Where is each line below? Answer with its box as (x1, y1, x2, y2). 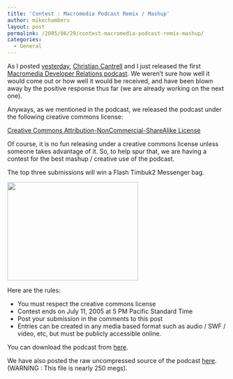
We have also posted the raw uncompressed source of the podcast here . (7, 357, 217, 364)
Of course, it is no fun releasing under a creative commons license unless (7, 140, 219, 148)
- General (13, 43, 42, 50)
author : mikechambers (7, 17, 70, 24)
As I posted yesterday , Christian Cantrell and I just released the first (7, 62, 201, 70)
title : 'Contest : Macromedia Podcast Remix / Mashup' (7, 10, 170, 17)
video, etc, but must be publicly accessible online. (17, 329, 162, 338)
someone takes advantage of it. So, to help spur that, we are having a (7, 148, 207, 155)
